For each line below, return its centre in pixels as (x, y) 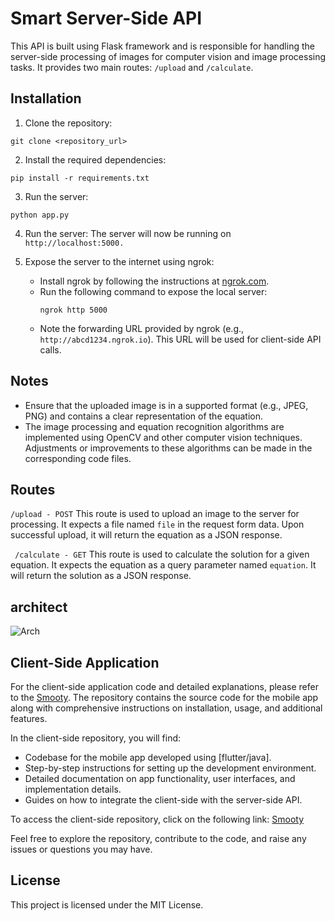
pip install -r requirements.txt (80, 178)
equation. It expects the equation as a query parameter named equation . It (163, 565)
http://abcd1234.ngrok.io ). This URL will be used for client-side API (180, 339)
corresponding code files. (78, 458)
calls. (50, 349)
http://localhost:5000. (74, 243)
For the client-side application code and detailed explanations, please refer (164, 686)
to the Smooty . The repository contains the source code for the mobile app (164, 697)
